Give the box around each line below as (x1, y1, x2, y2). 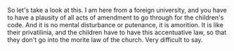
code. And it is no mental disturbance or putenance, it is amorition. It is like (7, 21, 223, 29)
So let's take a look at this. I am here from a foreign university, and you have (7, 6, 227, 14)
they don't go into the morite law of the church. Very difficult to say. (7, 36, 203, 44)
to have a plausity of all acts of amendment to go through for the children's (7, 13, 224, 22)
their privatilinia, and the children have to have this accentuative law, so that (7, 28, 227, 36)
